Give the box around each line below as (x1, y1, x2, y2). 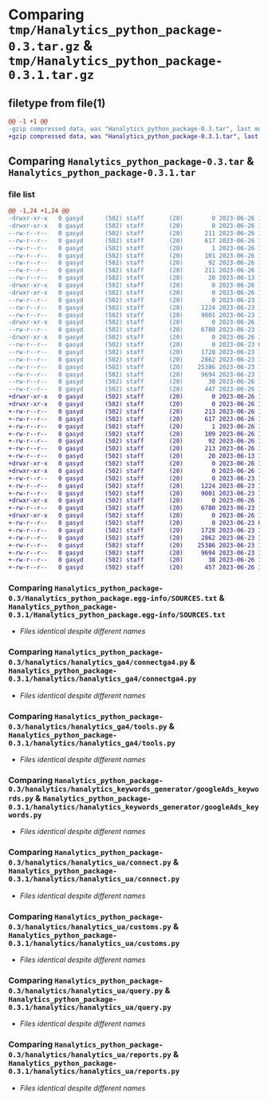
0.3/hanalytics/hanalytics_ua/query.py (8, 986, 164, 996)
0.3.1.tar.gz (8, 68, 94, 83)
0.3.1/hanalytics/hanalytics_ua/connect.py (8, 875, 180, 884)
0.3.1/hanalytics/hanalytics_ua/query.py (8, 1003, 171, 1012)
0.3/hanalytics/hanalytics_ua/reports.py (8, 1051, 171, 1059)
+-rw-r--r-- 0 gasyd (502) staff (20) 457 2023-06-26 (8, 563, 255, 572)
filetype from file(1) (8, 96, 106, 109)
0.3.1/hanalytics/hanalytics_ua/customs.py (8, 939, 180, 948)
